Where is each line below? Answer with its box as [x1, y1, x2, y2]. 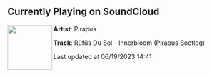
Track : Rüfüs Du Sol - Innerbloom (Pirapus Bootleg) [53, 38, 206, 47]
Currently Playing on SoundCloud [7, 6, 160, 18]
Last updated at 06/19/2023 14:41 [53, 52, 152, 61]
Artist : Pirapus [53, 24, 97, 33]
